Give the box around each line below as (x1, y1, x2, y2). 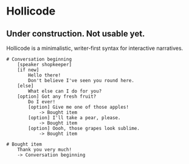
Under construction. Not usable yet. (6, 29, 145, 39)
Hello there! (28, 72, 61, 78)
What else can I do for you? (28, 88, 102, 94)
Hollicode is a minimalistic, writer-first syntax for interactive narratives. (6, 44, 184, 52)
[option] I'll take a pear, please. (28, 115, 121, 121)
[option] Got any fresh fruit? (17, 94, 97, 100)
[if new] (17, 67, 40, 73)
